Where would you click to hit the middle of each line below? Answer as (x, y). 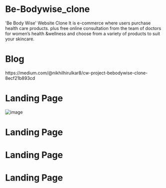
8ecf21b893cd (20, 78)
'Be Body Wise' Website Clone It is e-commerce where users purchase (78, 23)
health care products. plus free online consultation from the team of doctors (83, 28)
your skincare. (20, 39)
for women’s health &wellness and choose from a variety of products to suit (83, 33)
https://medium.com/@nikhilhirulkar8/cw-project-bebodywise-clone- (77, 73)
